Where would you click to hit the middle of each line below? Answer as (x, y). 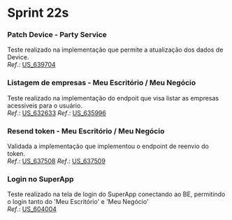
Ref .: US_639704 (31, 65)
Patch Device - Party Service (57, 35)
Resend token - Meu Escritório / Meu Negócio (86, 131)
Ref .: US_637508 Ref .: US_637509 (57, 161)
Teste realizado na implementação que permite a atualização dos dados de (115, 50)
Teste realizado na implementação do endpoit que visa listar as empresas (113, 98)
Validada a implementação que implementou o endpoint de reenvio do (108, 146)
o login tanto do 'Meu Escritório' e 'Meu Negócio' (78, 202)
